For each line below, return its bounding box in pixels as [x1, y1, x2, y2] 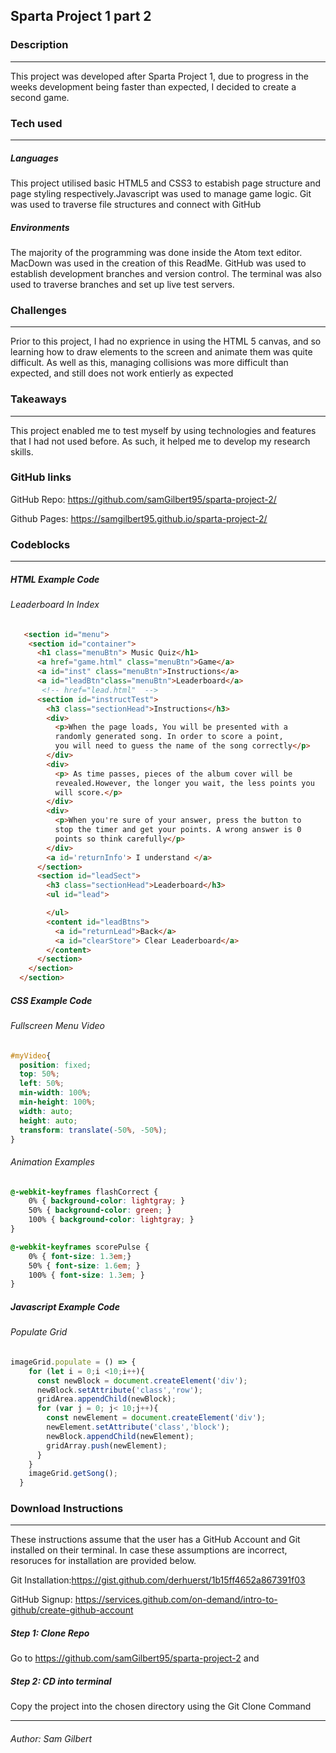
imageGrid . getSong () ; [28, 1469, 118, 1479]
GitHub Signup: [10, 1594, 73, 1606]
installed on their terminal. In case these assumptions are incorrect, [10, 1544, 288, 1556]
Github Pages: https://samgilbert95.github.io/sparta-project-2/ [10, 512, 268, 524]
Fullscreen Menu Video [10, 1020, 105, 1032]
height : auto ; [19, 1115, 78, 1126]
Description [10, 38, 69, 52]
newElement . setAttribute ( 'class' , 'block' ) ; [46, 1422, 230, 1433]
